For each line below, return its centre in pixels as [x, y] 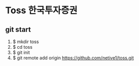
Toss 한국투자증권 [41, 10]
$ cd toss [22, 47]
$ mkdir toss [26, 42]
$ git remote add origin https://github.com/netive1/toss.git [73, 58]
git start [18, 29]
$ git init [21, 52]
